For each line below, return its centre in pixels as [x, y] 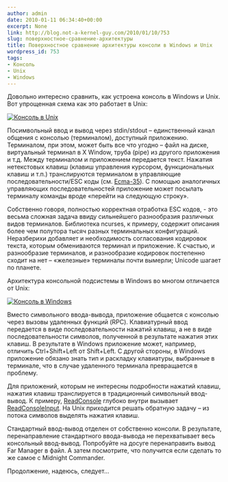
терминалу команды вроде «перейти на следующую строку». [98, 196]
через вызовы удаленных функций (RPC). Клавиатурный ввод [98, 322]
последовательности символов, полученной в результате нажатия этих [113, 337]
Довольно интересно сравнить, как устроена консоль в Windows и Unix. [114, 97]
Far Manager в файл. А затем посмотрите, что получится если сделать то [114, 450]
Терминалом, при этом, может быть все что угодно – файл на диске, [108, 145]
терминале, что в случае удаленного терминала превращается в [102, 366]
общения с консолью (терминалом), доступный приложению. [98, 138]
